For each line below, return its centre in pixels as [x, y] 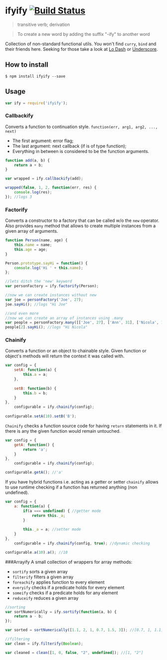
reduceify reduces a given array [45, 598]
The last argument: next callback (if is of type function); [69, 146]
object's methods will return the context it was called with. [65, 356]
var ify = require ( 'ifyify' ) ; [37, 103]
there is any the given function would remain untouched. [63, 431]
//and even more [22, 313]
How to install [27, 65]
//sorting [15, 607]
